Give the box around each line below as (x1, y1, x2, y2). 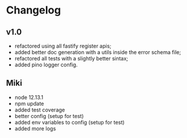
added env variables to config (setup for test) (14, 119, 125, 126)
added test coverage (14, 106, 65, 113)
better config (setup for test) (14, 112, 84, 119)
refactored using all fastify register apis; (14, 42, 112, 49)
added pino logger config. (14, 61, 78, 68)
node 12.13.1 (14, 93, 44, 100)
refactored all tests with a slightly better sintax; (14, 55, 128, 62)
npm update (14, 100, 44, 107)
